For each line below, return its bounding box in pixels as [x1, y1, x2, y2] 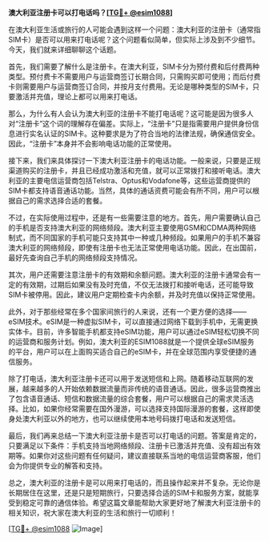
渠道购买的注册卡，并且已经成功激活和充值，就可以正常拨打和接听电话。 [8, 166, 247, 175]
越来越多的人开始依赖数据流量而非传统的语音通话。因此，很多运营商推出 [22, 384, 261, 393]
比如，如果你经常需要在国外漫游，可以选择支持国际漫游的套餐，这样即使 [22, 404, 261, 413]
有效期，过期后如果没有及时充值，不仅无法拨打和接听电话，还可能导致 [22, 280, 254, 289]
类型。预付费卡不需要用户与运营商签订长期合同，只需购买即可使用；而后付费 [8, 72, 261, 81]
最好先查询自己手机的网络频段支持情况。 [8, 253, 142, 262]
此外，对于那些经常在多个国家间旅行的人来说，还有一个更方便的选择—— [8, 307, 247, 316]
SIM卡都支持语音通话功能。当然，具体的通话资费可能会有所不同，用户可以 [8, 186, 253, 195]
